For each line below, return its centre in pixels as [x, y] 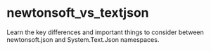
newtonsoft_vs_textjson [78, 13]
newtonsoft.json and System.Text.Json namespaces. [83, 39]
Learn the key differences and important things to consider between [105, 32]
